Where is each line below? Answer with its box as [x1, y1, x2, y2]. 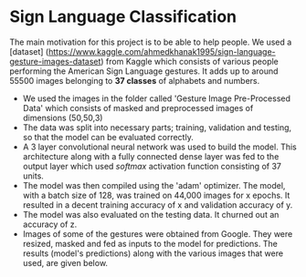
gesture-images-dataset [9, 56, 101, 67]
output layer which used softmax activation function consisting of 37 [22, 160, 281, 171]
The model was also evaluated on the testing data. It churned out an [22, 209, 280, 220]
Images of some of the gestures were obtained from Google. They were [22, 228, 293, 239]
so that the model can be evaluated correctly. [22, 131, 194, 142]
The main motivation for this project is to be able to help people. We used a [9, 36, 292, 47]
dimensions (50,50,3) [22, 112, 103, 123]
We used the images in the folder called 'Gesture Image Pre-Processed [22, 93, 290, 104]
